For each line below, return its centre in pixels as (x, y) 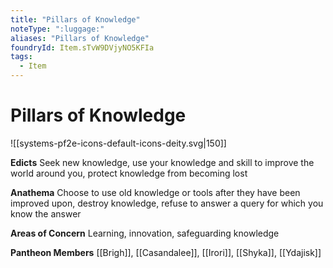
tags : (21, 57)
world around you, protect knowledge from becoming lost (129, 173)
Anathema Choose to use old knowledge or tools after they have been (155, 192)
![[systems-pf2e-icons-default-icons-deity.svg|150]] (118, 143)
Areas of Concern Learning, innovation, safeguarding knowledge (145, 233)
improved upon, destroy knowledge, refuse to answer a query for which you (167, 203)
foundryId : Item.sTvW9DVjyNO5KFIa (82, 47)
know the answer (46, 213)
